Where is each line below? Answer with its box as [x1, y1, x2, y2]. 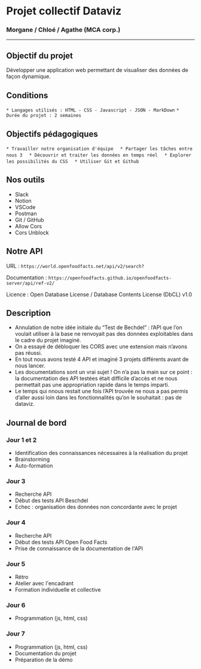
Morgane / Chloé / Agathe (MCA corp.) [6, 26, 121, 34]
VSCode [14, 203, 36, 210]
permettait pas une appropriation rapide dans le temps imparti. [14, 381, 170, 388]
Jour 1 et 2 [6, 436, 37, 444]
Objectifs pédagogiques [6, 129, 98, 139]
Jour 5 [6, 559, 26, 568]
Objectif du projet [6, 50, 74, 61]
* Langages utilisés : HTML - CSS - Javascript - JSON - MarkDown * [6, 107, 179, 113]
